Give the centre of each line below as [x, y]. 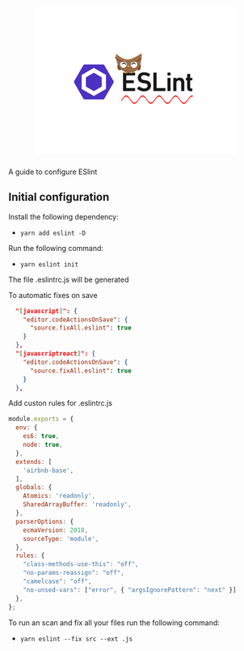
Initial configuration [59, 197]
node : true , [43, 445]
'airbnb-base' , [48, 470]
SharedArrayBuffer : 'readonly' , [77, 504]
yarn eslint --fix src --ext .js [76, 639]
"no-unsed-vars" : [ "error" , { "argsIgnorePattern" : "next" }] [130, 589]
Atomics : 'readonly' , [59, 496]
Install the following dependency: [63, 216]
